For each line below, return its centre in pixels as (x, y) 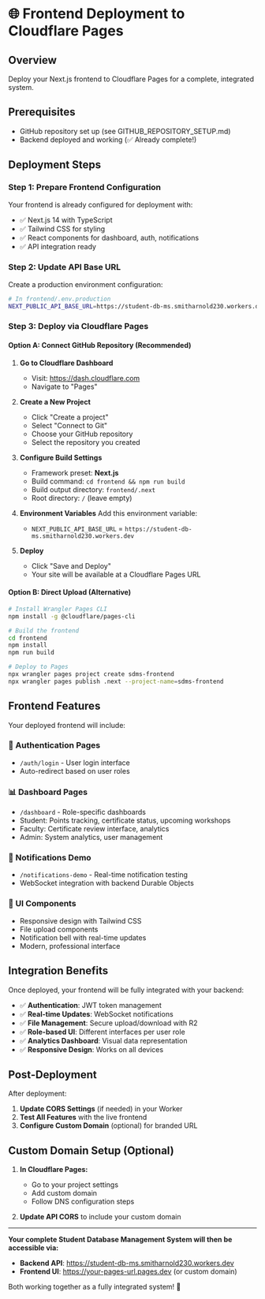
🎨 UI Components (42, 904)
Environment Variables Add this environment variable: (108, 513)
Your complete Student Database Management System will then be (120, 1240)
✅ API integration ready (58, 246)
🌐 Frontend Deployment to (97, 14)
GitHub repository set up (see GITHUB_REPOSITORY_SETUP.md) (125, 131)
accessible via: (34, 1248)
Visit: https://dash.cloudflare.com (86, 378)
